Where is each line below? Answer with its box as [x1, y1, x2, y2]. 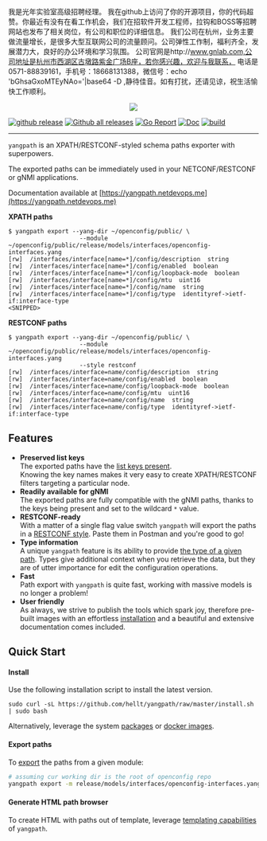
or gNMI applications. [8, 173, 79, 182]
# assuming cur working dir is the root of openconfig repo [8, 773, 212, 780]
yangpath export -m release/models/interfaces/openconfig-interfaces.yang [8, 780, 261, 788]
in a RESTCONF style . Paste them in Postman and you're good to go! [19, 529, 245, 538]
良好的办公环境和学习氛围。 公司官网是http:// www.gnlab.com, [42, 47, 246, 56]
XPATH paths [8, 212, 53, 221]
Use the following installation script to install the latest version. [8, 685, 213, 694]
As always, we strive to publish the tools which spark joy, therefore [19, 604, 239, 615]
